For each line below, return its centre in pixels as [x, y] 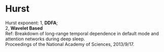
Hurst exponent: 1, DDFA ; [32, 23]
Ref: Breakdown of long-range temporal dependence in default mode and [82, 33]
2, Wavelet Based [24, 28]
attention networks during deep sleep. [45, 39]
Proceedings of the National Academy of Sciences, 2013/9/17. [70, 44]
